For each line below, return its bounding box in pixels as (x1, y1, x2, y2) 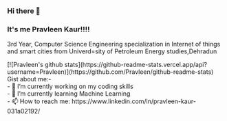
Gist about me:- (7, 75, 52, 83)
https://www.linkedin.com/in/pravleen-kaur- (71, 97, 196, 105)
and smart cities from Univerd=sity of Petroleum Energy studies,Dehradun (7, 47, 217, 55)
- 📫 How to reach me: (7, 97, 70, 105)
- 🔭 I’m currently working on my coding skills (7, 82, 134, 91)
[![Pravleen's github (7, 61, 63, 69)
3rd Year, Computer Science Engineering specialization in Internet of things (7, 40, 221, 49)
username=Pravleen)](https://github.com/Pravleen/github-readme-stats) (7, 68, 214, 76)
